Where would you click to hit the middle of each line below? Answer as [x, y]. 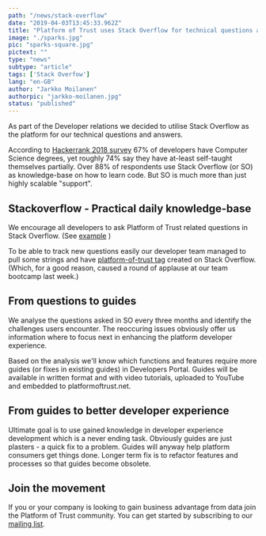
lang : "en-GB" [32, 81]
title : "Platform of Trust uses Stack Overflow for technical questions [131, 30]
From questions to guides [72, 301]
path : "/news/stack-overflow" [58, 15]
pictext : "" [28, 52]
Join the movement [57, 488]
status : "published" [42, 104]
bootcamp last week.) [44, 276]
